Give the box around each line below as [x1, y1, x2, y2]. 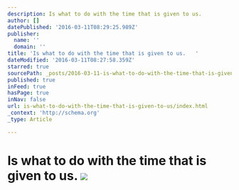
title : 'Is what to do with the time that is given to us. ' [7, 50, 199, 57]
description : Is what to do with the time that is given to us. [7, 10, 202, 18]
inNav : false [7, 96, 46, 104]
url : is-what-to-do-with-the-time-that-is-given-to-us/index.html [7, 103, 208, 110]
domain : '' [14, 43, 46, 50]
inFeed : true [7, 83, 46, 90]
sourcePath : [7, 69, 43, 77]
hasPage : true [7, 89, 50, 96]
